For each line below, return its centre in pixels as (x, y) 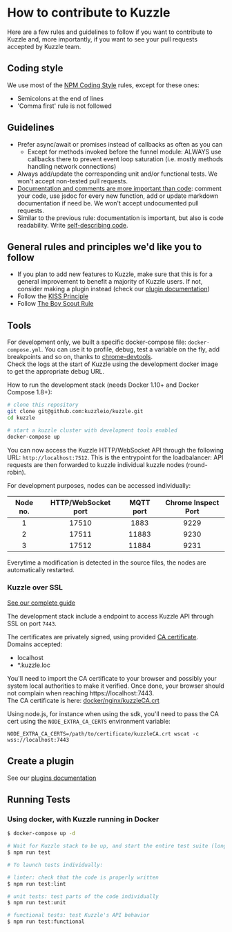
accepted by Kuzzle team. (44, 46)
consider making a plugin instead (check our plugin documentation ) (114, 289)
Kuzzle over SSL (35, 587)
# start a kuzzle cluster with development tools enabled (92, 430)
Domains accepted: (35, 644)
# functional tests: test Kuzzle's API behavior (78, 915)
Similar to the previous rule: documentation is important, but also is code (120, 218)
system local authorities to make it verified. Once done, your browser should (116, 686)
